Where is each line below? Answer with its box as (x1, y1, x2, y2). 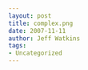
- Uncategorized (8, 49, 62, 57)
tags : (8, 42, 26, 50)
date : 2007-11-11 (8, 27, 66, 35)
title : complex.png (8, 19, 74, 27)
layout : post (8, 11, 52, 20)
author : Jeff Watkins (8, 34, 81, 43)
